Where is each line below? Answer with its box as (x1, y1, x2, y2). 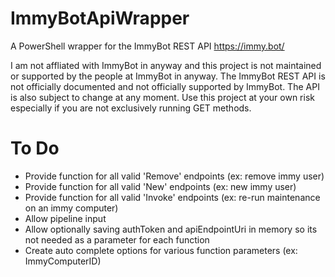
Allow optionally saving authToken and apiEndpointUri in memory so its (24, 223, 318, 235)
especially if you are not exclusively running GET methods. (10, 102, 252, 114)
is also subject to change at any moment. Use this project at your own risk (10, 91, 315, 103)
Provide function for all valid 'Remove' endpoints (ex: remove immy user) (24, 170, 325, 182)
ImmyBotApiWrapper (10, 7, 190, 30)
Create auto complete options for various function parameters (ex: (24, 244, 298, 256)
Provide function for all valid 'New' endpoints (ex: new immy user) (24, 180, 297, 192)
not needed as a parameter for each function (24, 233, 210, 246)
